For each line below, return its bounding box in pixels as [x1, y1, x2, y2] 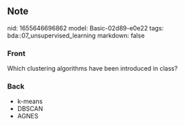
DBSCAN [17, 105, 44, 113]
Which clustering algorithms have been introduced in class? [7, 64, 178, 73]
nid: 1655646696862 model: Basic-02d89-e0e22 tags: [7, 24, 164, 32]
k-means [17, 97, 43, 106]
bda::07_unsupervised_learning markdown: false [7, 31, 146, 39]
